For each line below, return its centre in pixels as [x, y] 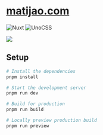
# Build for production [36, 104]
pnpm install [22, 77]
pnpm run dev [22, 93]
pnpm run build [25, 110]
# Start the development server [46, 88]
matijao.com [38, 11]
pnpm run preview [28, 126]
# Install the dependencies [41, 71]
